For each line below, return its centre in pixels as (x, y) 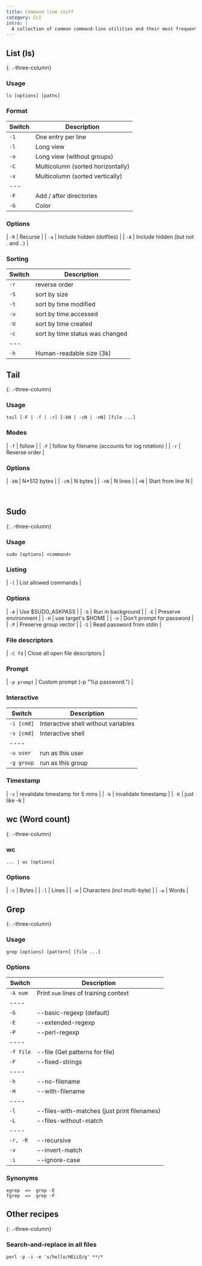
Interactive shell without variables (87, 724)
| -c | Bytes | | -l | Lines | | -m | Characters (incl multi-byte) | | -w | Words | (97, 890)
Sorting (17, 259)
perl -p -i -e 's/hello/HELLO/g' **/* (55, 1257)
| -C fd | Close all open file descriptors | (56, 653)
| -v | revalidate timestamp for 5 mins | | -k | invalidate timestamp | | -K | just (100, 794)
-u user (20, 753)
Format (17, 111)
